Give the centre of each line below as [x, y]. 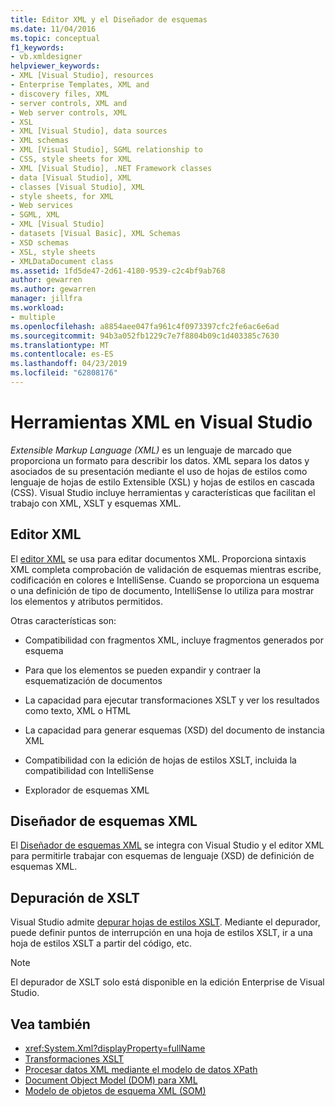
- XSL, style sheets [53, 252]
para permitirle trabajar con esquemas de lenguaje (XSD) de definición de [162, 856]
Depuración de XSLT [75, 897]
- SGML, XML [35, 215]
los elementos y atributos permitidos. [86, 601]
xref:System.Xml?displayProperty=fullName [115, 1048]
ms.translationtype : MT [60, 345]
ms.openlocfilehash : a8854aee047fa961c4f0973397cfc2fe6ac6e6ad [145, 326]
